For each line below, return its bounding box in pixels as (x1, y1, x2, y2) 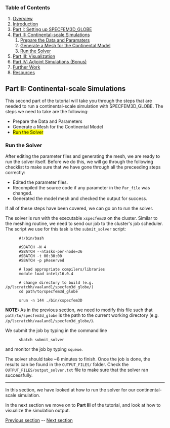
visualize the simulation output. (5, 408, 70, 414)
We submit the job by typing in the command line (5, 327, 107, 334)
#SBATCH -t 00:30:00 (18, 253, 62, 259)
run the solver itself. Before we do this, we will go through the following (5, 159, 153, 165)
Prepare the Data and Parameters (12, 118, 82, 124)
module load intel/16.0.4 (18, 271, 73, 277)
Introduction (12, 21, 38, 27)
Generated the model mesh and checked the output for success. (12, 195, 148, 202)
